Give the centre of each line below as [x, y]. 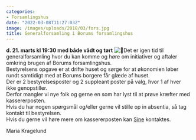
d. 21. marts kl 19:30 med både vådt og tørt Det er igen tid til [85, 50]
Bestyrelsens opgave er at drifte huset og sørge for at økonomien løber [92, 69]
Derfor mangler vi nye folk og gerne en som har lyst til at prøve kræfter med [98, 95]
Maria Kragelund [26, 131]
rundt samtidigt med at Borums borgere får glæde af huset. [78, 76]
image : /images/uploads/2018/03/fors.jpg [58, 28]
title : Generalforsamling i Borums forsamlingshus [70, 34]
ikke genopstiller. [27, 88]
